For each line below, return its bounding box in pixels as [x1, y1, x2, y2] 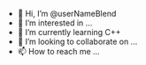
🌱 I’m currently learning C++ [17, 27, 121, 37]
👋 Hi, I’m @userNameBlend [17, 9, 117, 18]
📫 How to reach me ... [17, 47, 100, 56]
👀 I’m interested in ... [17, 18, 93, 28]
